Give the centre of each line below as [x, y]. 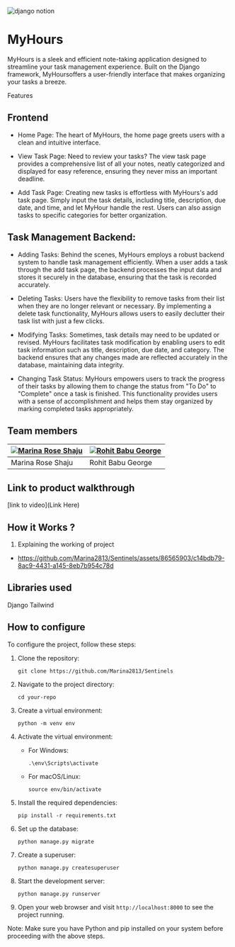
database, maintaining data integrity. [71, 364]
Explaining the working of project [66, 544]
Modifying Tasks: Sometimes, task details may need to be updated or [119, 335]
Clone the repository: [48, 658]
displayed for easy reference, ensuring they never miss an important [117, 171]
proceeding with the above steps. [56, 936]
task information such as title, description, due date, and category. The [121, 349]
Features [20, 95]
